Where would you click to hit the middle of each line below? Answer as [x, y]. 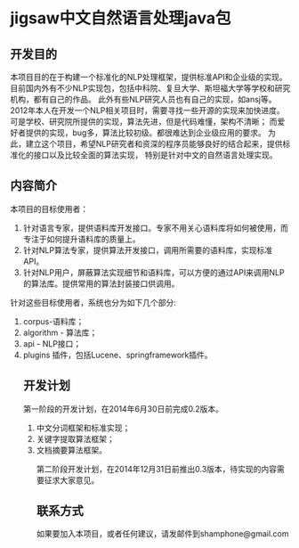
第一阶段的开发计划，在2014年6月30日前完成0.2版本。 [123, 409]
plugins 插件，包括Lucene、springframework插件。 [117, 355]
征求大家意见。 [72, 480]
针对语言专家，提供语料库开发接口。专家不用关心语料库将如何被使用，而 [155, 227]
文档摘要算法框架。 [72, 450]
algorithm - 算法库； [60, 332]
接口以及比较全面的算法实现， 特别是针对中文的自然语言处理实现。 [155, 155]
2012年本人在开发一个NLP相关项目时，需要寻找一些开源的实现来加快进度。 [148, 110]
